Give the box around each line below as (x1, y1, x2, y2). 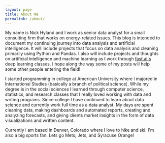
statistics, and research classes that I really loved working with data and (5, 91, 151, 97)
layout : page (5, 7, 32, 12)
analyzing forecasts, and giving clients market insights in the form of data (5, 113, 154, 118)
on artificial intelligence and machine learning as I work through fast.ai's (5, 56, 151, 62)
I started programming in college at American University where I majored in (5, 76, 158, 82)
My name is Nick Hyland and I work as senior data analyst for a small (5, 30, 145, 36)
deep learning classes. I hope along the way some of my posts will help (5, 61, 150, 67)
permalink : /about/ (5, 16, 45, 21)
